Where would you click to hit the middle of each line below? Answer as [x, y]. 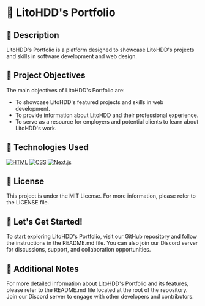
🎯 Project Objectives [46, 76]
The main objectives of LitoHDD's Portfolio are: [65, 90]
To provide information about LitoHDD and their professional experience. [107, 115]
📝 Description [33, 35]
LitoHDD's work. [36, 128]
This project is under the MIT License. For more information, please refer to [101, 196]
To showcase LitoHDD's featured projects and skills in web [89, 102]
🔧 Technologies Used [47, 147]
